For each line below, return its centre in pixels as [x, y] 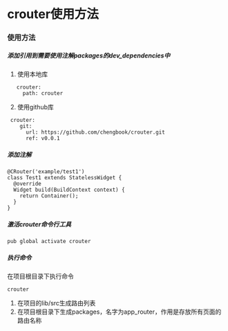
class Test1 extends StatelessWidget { [65, 178]
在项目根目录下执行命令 [40, 276]
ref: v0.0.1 [42, 138]
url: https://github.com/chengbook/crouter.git [95, 132]
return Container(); [49, 196]
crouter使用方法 [53, 14]
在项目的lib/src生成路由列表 [56, 303]
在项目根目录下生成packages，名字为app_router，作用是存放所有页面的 [119, 312]
